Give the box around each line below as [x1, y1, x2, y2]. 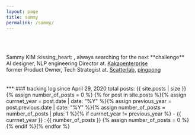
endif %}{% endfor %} [14, 123, 70, 130]
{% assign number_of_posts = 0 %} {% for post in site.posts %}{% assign [6, 91, 187, 98]
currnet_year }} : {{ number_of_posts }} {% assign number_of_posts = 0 [6, 117, 181, 124]
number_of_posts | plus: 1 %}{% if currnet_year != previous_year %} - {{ [6, 110, 182, 117]
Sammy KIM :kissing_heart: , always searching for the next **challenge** [6, 54, 185, 61]
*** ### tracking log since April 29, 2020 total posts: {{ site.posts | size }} [6, 85, 187, 92]
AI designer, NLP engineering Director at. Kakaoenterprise [6, 60, 148, 67]
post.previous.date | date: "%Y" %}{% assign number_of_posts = [6, 104, 166, 111]
